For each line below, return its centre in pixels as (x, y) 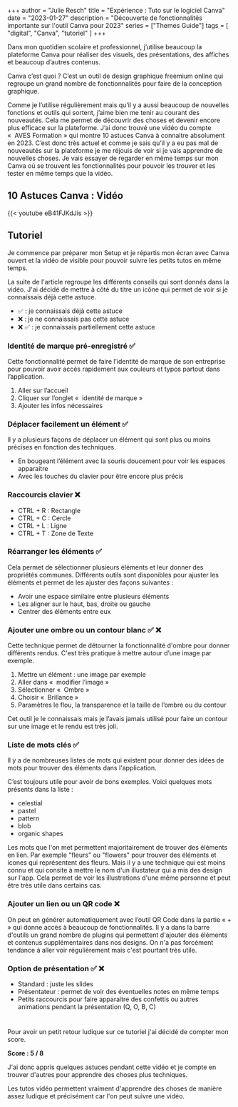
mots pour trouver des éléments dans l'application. (82, 768)
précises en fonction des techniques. (62, 447)
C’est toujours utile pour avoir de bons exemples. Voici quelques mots (110, 782)
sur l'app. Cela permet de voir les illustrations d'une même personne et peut (119, 878)
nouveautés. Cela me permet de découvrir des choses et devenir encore (114, 120)
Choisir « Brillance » (48, 698)
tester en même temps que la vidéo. (60, 173)
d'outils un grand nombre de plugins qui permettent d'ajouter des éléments (118, 935)
